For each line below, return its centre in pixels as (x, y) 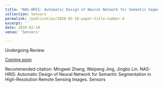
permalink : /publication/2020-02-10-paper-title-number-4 (65, 18)
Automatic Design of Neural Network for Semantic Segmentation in (84, 74)
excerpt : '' (17, 23)
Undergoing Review (25, 50)
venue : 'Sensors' (23, 32)
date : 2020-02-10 (23, 28)
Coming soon (18, 60)
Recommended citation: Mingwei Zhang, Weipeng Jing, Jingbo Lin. (72, 69)
